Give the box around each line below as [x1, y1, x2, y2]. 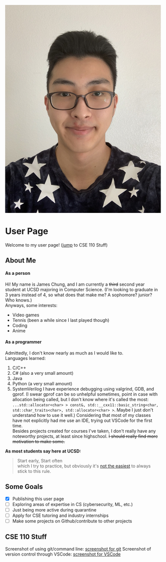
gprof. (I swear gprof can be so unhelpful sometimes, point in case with [12, 391, 158, 397]
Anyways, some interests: [5, 302, 58, 308]
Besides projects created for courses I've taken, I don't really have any [12, 428, 156, 434]
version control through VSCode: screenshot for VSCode [5, 551, 121, 557]
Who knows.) [5, 297, 32, 303]
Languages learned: [5, 355, 46, 361]
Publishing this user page [12, 496, 64, 502]
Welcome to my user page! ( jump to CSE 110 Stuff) [5, 242, 108, 248]
